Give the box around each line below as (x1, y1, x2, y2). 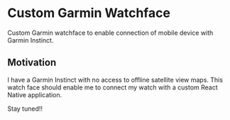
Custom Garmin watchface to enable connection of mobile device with (7, 28, 214, 37)
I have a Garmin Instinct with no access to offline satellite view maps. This (7, 75, 224, 84)
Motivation (7, 57, 57, 69)
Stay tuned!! (7, 104, 43, 113)
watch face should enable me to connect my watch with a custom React (7, 83, 218, 92)
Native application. (7, 90, 62, 99)
